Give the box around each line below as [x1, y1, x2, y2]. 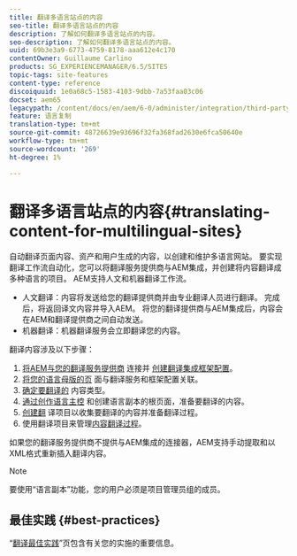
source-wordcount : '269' [9, 144, 101, 153]
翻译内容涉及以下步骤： [9, 344, 95, 355]
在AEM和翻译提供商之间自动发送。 [21, 314, 148, 325]
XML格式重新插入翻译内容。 [9, 448, 112, 459]
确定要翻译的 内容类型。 [21, 385, 110, 396]
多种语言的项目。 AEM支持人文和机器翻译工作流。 [9, 274, 192, 284]
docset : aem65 [9, 95, 62, 104]
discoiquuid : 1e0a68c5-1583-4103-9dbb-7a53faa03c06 [9, 87, 203, 96]
